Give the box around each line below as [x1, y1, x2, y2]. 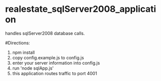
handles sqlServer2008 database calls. [5, 30, 85, 36]
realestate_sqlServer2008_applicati [5, 3, 157, 15]
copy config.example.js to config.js [12, 54, 84, 60]
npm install [12, 49, 35, 55]
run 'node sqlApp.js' [12, 65, 54, 71]
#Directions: [5, 40, 30, 45]
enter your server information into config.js [12, 60, 100, 66]
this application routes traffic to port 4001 [12, 70, 98, 76]
